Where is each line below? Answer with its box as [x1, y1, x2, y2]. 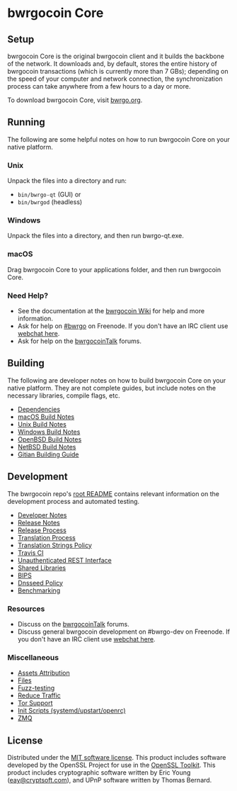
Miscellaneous [7, 652, 59, 662]
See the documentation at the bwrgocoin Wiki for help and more [17, 307, 205, 315]
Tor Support [17, 699, 53, 707]
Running [7, 116, 46, 128]
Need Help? [7, 291, 49, 301]
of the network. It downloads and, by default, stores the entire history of [7, 60, 217, 68]
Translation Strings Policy [17, 541, 92, 549]
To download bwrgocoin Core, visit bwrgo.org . [7, 96, 143, 104]
